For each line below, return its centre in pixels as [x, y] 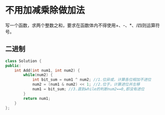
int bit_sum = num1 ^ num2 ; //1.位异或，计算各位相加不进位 [92, 80]
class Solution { [23, 61]
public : [13, 66]
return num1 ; [37, 98]
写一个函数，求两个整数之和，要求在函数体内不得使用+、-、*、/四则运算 [80, 25]
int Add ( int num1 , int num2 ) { [47, 70]
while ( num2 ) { [38, 75]
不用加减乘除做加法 [45, 10]
